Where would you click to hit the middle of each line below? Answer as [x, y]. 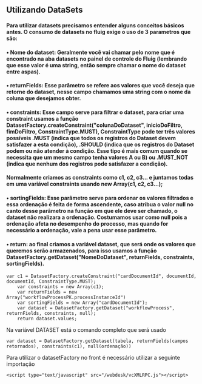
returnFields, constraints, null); [51, 314]
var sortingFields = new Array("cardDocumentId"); [82, 303]
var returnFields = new [47, 292]
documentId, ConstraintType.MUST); [51, 281]
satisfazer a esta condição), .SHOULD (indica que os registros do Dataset [100, 144]
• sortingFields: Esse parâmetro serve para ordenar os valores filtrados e [100, 198]
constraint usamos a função [42, 118]
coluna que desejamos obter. [44, 98]
